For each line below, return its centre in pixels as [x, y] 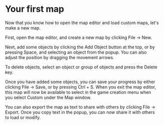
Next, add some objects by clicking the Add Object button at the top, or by [80, 47]
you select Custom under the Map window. [48, 97]
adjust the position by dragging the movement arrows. [60, 57]
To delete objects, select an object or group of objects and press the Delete [81, 67]
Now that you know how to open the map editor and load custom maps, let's [82, 23]
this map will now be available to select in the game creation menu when [78, 92]
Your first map [35, 9]
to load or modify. [23, 117]
